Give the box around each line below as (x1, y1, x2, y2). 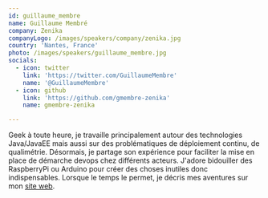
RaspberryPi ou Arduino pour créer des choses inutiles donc (8, 164, 209, 174)
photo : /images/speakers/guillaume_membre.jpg (8, 49, 167, 57)
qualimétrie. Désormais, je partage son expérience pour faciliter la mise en (8, 147, 255, 157)
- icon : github (15, 86, 67, 95)
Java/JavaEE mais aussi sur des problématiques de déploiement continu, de (8, 139, 260, 148)
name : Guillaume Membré (8, 19, 88, 27)
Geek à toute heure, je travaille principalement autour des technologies (8, 130, 243, 140)
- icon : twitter (15, 64, 70, 72)
